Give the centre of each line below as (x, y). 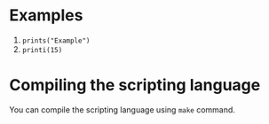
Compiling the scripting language (135, 85)
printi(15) (42, 50)
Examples (46, 15)
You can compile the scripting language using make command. (122, 109)
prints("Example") (56, 41)
